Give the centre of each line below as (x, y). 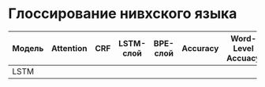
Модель (28, 48)
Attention (69, 48)
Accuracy (200, 48)
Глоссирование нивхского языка (123, 14)
